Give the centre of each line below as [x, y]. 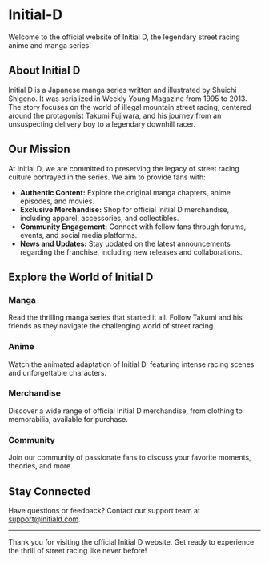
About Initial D [44, 71]
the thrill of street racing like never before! [78, 550]
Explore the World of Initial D [81, 277]
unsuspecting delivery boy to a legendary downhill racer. [102, 124]
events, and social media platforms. [78, 235]
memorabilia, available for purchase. [68, 419]
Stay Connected [49, 491]
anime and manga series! [50, 45]
